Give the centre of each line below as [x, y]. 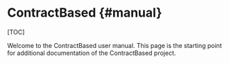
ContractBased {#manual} [85, 13]
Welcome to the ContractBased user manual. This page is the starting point [114, 45]
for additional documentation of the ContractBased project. [92, 53]
